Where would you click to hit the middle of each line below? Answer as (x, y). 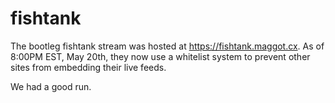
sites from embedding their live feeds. (88, 67)
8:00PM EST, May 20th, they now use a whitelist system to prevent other (160, 56)
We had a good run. (51, 86)
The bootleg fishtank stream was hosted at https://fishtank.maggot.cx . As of (167, 46)
